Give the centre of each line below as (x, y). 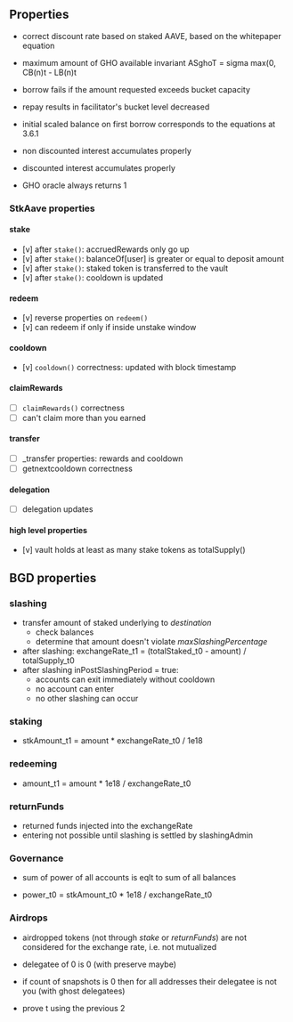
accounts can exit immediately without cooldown (125, 679)
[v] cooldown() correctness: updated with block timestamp (129, 368)
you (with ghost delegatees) (73, 991)
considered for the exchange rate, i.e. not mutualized (119, 946)
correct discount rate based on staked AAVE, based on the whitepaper (152, 36)
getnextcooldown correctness (77, 468)
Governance (37, 858)
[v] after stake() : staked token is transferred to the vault (125, 268)
